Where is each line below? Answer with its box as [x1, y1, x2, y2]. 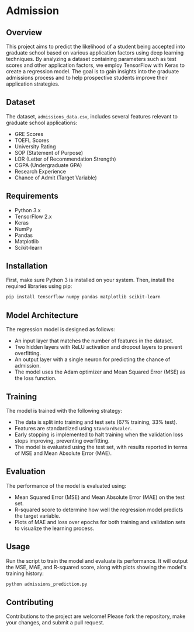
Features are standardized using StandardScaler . [14, 424, 132, 431]
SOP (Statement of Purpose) [14, 149, 84, 156]
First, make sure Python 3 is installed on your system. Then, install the [6, 277, 175, 284]
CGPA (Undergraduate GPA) [14, 161, 82, 168]
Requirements [6, 191, 58, 201]
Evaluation [6, 467, 46, 477]
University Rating [14, 142, 56, 150]
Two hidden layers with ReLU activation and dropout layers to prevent [14, 344, 182, 351]
